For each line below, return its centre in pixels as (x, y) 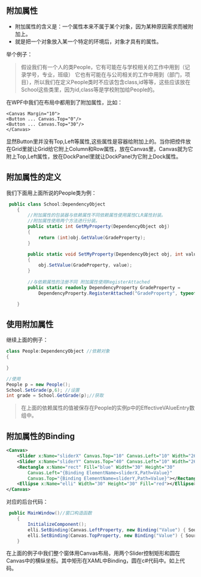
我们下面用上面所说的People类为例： (51, 193)
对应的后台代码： (27, 502)
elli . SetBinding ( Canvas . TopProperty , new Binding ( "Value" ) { (106, 536)
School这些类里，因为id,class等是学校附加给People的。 (89, 90)
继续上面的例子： (27, 340)
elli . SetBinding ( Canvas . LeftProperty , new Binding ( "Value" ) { (107, 530)
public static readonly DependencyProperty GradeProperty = (104, 287)
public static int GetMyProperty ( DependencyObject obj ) (99, 227)
